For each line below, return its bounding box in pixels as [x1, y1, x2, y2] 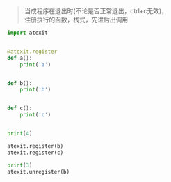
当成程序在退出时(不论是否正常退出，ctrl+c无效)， [24, 7, 168, 15]
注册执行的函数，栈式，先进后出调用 [24, 15, 129, 24]
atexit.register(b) [7, 142, 64, 149]
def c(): [7, 105, 33, 112]
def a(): [7, 54, 33, 61]
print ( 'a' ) [19, 61, 51, 68]
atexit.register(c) [7, 149, 64, 156]
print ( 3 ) [7, 162, 33, 169]
